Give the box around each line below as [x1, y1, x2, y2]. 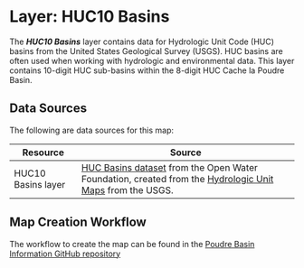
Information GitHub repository [9, 248, 121, 259]
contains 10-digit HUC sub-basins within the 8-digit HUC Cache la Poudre [9, 65, 285, 76]
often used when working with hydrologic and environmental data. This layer [9, 55, 295, 66]
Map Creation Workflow [9, 215, 147, 230]
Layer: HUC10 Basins [9, 6, 170, 27]
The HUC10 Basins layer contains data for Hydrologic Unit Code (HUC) [9, 36, 274, 47]
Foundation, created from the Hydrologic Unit [81, 172, 274, 185]
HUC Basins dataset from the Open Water [81, 161, 258, 173]
